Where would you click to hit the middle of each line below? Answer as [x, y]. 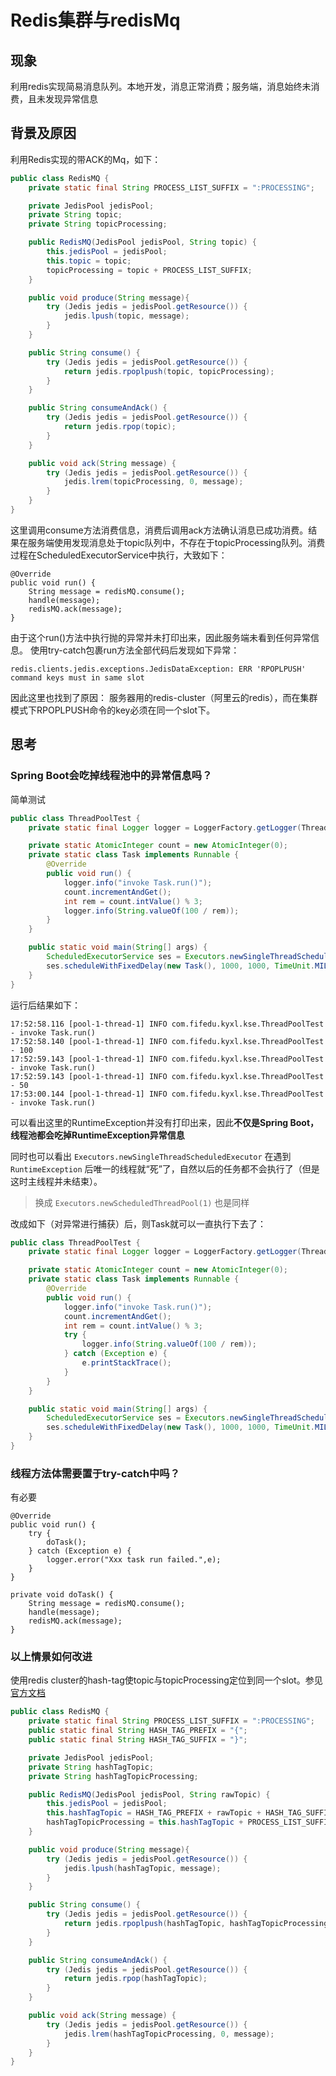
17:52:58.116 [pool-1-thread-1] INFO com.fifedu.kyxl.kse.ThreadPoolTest [167, 1024]
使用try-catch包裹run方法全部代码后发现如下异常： [134, 650]
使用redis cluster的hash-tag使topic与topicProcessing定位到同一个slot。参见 [166, 1680]
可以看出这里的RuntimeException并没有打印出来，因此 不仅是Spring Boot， [165, 1122]
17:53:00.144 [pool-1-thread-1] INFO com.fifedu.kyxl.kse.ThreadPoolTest [167, 1094]
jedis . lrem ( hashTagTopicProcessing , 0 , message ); [169, 2034]
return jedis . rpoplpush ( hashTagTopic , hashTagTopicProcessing [196, 1924]
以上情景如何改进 [51, 1657]
